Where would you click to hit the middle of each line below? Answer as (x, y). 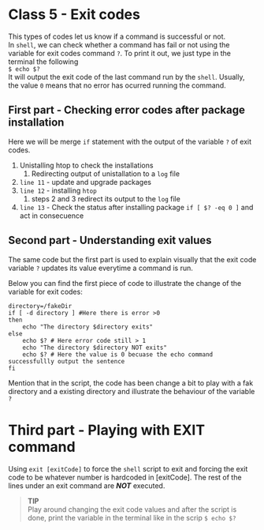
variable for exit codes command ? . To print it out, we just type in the (119, 53)
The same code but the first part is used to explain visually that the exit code (132, 259)
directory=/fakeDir (40, 306)
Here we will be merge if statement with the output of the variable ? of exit (130, 141)
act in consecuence (52, 216)
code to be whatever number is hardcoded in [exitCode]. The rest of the (125, 477)
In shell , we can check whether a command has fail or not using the (119, 44)
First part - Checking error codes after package (127, 110)
